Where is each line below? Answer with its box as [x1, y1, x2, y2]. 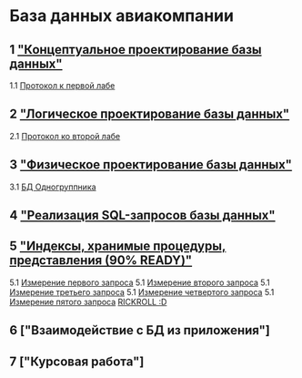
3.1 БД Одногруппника [9, 181, 97, 192]
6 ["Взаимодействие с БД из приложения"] [9, 322, 270, 338]
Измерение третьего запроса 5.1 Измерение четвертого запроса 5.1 [9, 286, 275, 297]
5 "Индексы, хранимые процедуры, [9, 239, 226, 254]
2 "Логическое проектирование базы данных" [9, 107, 290, 122]
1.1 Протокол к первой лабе [9, 80, 116, 91]
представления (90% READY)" [9, 252, 193, 269]
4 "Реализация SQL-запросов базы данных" [9, 208, 276, 223]
